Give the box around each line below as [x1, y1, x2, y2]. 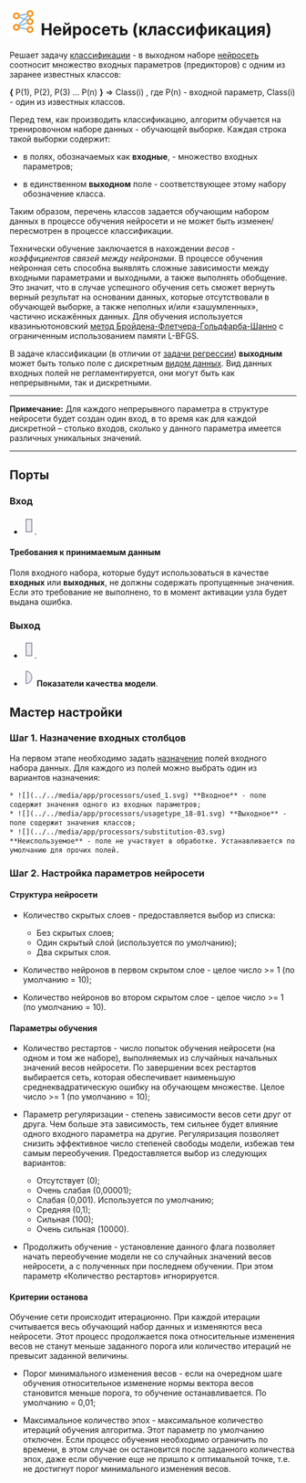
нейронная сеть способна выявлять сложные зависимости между [9, 262, 270, 273]
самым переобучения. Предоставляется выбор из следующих [22, 1148, 268, 1159]
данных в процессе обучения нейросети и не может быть [9, 216, 236, 226]
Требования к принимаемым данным [9, 547, 161, 558]
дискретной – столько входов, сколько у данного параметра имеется [9, 423, 281, 434]
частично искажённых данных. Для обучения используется [9, 310, 243, 321]
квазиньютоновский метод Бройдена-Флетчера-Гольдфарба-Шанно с [9, 321, 284, 331]
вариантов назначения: [9, 772, 100, 783]
